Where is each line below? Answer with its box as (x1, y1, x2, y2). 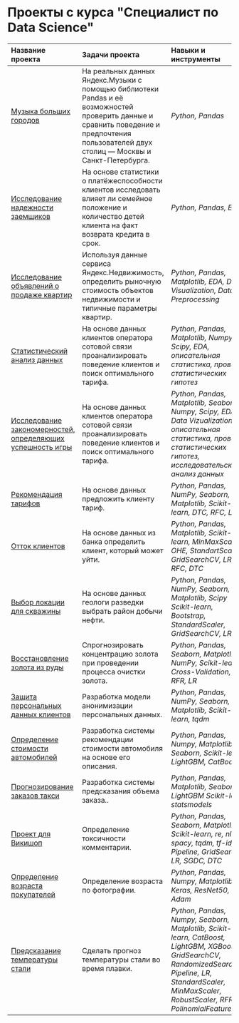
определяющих (11, 433, 65, 443)
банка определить (81, 536, 146, 546)
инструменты (170, 54, 221, 64)
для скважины (11, 606, 61, 616)
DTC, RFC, (191, 507, 227, 517)
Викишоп (11, 838, 43, 848)
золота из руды (11, 662, 64, 672)
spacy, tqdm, (170, 838, 215, 848)
